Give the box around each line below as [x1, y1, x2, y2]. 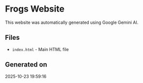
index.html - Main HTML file [12, 46, 69, 52]
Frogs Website [5, 3, 64, 15]
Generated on [5, 61, 48, 69]
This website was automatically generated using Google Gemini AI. [5, 19, 139, 25]
